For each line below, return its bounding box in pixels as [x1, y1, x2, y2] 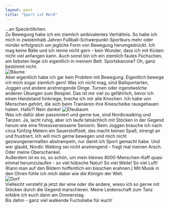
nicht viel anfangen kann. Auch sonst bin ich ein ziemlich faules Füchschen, [5, 52, 163, 58]
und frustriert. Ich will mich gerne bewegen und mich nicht [5, 133, 127, 139]
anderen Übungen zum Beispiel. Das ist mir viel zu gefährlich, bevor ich [5, 90, 154, 96]
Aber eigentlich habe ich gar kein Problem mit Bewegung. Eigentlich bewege [5, 74, 164, 80]
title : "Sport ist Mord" [5, 12, 58, 17]
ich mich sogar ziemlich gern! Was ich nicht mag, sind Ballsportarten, [5, 79, 149, 86]
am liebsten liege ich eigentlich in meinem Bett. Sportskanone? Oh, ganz [5, 58, 156, 64]
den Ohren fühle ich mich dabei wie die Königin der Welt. [5, 170, 124, 176]
